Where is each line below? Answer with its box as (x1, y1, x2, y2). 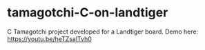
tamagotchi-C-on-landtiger (7, 5, 168, 21)
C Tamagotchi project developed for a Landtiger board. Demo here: (7, 27, 199, 36)
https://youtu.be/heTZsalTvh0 (7, 34, 92, 42)
